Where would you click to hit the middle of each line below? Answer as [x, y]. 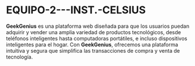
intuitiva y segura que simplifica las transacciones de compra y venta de [93, 50]
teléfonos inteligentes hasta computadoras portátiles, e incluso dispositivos [97, 38]
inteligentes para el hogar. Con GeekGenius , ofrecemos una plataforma [92, 45]
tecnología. [20, 57]
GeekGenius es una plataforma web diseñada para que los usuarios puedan [98, 26]
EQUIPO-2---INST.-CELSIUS [76, 10]
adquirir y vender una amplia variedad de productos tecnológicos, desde [93, 32]
